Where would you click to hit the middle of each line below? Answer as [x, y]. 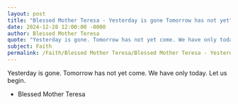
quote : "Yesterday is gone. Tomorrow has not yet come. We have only [112, 40]
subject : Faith [30, 46]
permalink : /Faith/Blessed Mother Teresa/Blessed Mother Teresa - [107, 53]
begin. [17, 80]
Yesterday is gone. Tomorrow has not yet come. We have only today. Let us [117, 73]
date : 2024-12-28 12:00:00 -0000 [57, 27]
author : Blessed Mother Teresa [53, 33]
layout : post [27, 14]
